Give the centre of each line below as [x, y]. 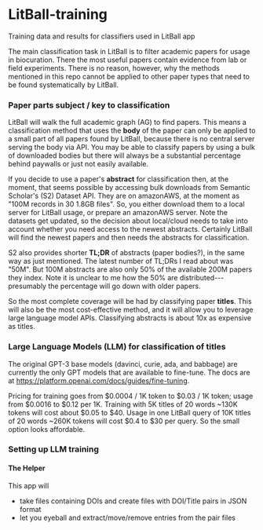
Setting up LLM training [54, 449]
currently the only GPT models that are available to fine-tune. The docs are [129, 372]
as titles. [22, 327]
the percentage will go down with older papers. [124, 286]
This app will [29, 485]
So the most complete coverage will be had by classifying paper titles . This [130, 302]
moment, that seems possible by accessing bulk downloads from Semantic [130, 188]
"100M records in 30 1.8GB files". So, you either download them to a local [126, 204]
